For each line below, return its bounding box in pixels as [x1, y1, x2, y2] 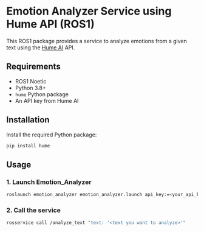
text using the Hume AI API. [6, 44, 75, 51]
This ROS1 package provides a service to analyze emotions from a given [6, 37, 187, 44]
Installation [6, 114, 50, 125]
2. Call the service [6, 206, 61, 214]
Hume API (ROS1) [6, 17, 95, 31]
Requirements [6, 62, 61, 72]
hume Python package [15, 90, 69, 98]
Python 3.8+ [15, 84, 47, 91]
